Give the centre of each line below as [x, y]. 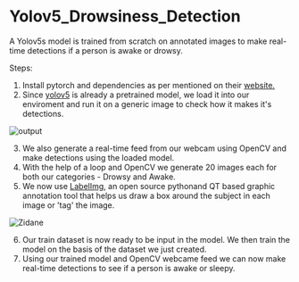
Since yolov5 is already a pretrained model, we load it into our [136, 95]
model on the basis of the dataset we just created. [114, 249]
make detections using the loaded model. [98, 157]
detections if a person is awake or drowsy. [105, 50]
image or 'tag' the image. [68, 205]
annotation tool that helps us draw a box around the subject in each [146, 195]
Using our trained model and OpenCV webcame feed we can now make [154, 258]
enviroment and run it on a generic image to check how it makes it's [147, 104]
